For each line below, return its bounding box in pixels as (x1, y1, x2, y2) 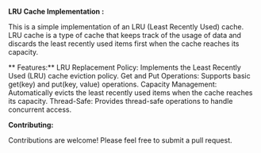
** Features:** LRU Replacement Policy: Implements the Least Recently (8, 63, 242, 72)
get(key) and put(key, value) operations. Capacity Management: (8, 79, 217, 89)
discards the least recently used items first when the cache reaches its (8, 39, 240, 48)
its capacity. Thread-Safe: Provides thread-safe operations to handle (8, 97, 233, 105)
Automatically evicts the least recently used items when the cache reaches (8, 88, 253, 98)
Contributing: (8, 120, 54, 129)
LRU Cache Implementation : (8, 7, 105, 16)
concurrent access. (8, 105, 72, 114)
